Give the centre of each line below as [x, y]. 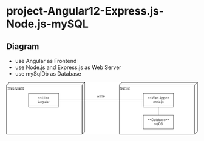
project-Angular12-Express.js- [85, 11]
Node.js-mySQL [48, 24]
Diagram [23, 46]
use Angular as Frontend [46, 61]
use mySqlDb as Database [48, 74]
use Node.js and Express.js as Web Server [68, 67]
